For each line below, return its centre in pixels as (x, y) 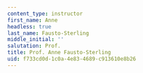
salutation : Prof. (34, 46)
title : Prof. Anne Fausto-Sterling (59, 53)
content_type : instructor (45, 14)
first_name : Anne (33, 20)
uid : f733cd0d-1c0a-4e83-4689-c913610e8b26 (72, 59)
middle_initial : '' (36, 40)
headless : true (29, 26)
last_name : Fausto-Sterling (48, 33)
